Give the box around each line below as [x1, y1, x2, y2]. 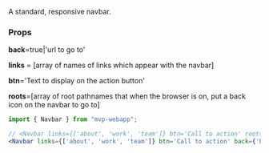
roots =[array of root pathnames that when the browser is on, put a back [8, 91, 247, 101]
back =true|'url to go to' [8, 45, 86, 54]
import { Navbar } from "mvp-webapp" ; [8, 115, 138, 123]
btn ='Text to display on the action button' [8, 76, 146, 86]
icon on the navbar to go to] [8, 100, 100, 110]
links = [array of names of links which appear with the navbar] [8, 60, 215, 70]
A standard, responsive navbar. [8, 7, 111, 16]
